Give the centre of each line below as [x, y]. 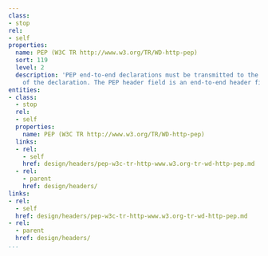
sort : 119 [32, 61]
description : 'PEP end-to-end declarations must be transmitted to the [137, 75]
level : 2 [30, 68]
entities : [25, 90]
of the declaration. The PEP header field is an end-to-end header [137, 82]
